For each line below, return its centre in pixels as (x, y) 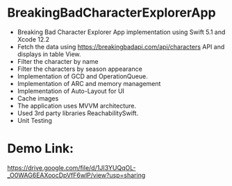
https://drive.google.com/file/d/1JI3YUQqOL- (72, 167)
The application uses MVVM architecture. (77, 105)
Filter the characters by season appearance (80, 69)
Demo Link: (41, 149)
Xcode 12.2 (33, 39)
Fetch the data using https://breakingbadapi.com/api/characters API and (121, 46)
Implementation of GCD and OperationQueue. (82, 76)
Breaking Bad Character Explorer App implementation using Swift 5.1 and (121, 32)
